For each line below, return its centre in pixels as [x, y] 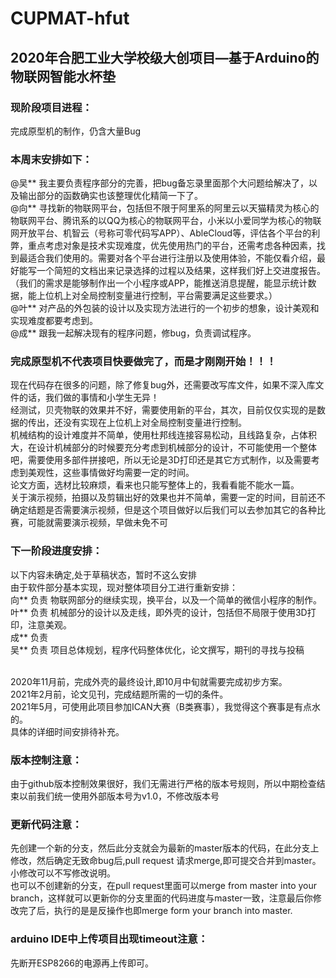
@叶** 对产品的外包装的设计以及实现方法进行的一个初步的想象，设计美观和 [165, 308]
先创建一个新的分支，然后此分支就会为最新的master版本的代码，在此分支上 [165, 848]
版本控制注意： [46, 760]
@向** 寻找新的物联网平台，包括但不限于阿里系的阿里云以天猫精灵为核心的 [165, 208]
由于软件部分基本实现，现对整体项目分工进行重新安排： [124, 587]
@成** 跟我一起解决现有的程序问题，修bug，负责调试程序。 [133, 333]
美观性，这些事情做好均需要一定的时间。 [111, 473]
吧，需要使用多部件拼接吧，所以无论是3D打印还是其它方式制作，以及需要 [161, 460]
